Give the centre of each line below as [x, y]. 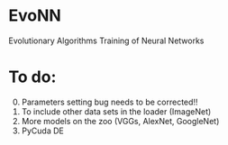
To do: [32, 77]
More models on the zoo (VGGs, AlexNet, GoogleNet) [120, 121]
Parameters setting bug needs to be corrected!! [109, 102]
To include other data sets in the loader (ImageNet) [116, 111]
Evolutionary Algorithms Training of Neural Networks [106, 41]
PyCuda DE [43, 131]
